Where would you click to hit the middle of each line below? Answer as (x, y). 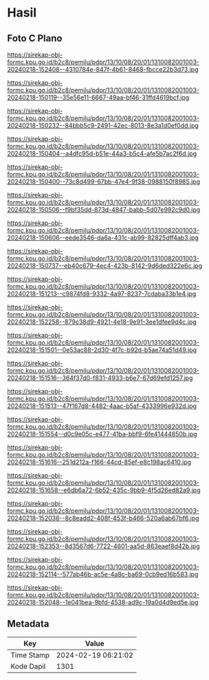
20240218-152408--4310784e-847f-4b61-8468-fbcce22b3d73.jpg (103, 69)
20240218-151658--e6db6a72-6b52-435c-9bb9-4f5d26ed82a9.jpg (104, 490)
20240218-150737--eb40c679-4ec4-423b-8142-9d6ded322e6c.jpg (105, 266)
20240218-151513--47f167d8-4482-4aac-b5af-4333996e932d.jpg (102, 406)
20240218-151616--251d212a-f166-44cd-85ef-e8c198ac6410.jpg (99, 462)
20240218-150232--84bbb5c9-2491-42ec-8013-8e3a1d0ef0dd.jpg (103, 125)
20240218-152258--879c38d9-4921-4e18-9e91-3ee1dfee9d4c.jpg (102, 322)
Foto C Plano (35, 38)
